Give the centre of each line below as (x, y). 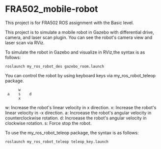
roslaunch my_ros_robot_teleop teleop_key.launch (57, 142)
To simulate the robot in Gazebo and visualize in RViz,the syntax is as (75, 52)
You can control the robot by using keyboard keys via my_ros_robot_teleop (80, 75)
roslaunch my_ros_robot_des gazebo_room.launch (55, 66)
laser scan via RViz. (25, 42)
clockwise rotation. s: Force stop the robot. (48, 123)
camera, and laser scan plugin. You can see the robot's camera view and (79, 37)
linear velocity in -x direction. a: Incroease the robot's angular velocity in (78, 113)
